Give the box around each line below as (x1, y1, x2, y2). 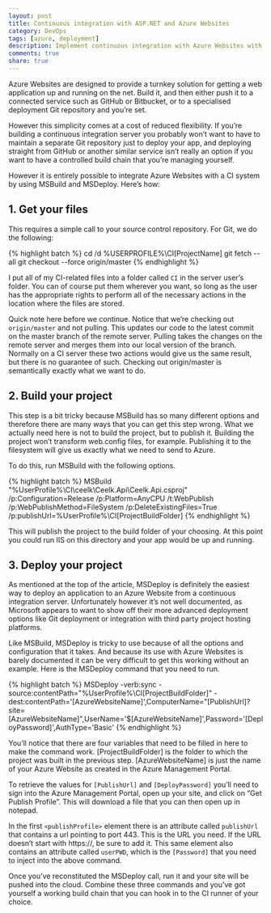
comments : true (8, 49, 60, 57)
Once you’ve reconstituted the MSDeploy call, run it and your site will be (8, 871, 249, 881)
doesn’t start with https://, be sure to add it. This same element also (8, 839, 234, 848)
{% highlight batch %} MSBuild (8, 476, 112, 486)
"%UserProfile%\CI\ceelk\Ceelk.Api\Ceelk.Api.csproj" (8, 484, 188, 494)
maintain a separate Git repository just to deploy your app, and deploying (8, 137, 252, 147)
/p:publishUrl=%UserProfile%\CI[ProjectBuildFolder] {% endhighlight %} (8, 510, 251, 520)
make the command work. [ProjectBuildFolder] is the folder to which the (8, 747, 248, 757)
